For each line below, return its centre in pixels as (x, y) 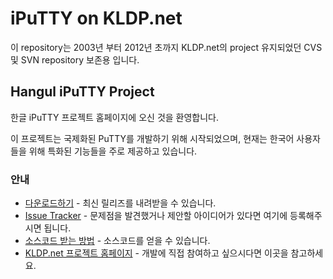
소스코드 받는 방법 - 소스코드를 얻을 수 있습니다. (117, 241)
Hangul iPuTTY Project (82, 92)
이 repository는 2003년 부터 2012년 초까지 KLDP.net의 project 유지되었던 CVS (166, 47)
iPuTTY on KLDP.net (96, 18)
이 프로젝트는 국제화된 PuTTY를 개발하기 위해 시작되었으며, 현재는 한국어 (152, 138)
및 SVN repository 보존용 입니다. (75, 59)
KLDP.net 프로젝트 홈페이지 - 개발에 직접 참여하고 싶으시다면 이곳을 (156, 253)
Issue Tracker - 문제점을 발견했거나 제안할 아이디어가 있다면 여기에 (156, 216)
